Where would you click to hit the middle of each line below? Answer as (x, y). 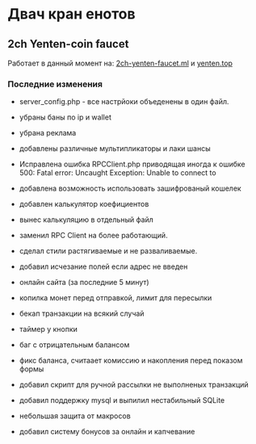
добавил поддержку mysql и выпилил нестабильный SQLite (122, 400)
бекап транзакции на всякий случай (82, 314)
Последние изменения (55, 84)
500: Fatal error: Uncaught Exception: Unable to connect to (118, 173)
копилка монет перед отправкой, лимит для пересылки (115, 298)
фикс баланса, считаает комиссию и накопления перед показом (131, 361)
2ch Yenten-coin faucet (68, 44)
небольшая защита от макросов (75, 416)
